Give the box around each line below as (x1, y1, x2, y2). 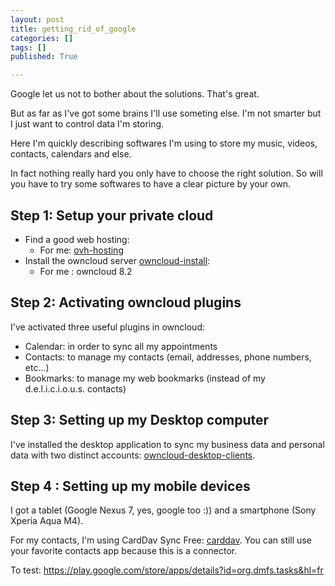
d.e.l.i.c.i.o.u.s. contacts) (24, 382, 127, 395)
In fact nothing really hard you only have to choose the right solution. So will (10, 167, 323, 180)
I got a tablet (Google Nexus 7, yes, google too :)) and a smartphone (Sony (10, 504, 317, 516)
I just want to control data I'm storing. (10, 118, 165, 130)
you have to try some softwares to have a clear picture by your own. (10, 178, 292, 190)
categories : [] (10, 33, 74, 43)
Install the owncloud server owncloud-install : (24, 254, 211, 266)
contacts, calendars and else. (10, 148, 132, 160)
